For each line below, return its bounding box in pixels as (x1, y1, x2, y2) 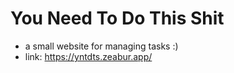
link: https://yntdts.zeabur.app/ (24, 50, 153, 62)
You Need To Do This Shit (10, 7, 225, 30)
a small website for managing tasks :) (24, 40, 179, 52)
